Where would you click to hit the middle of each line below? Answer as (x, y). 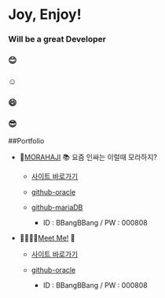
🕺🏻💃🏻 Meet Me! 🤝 (47, 238)
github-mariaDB (57, 207)
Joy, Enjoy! (45, 15)
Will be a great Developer (57, 39)
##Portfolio (26, 141)
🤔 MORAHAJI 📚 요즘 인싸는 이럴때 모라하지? (88, 157)
